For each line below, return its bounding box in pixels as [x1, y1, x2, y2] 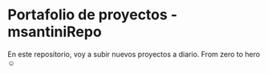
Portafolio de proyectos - [7, 6, 178, 24]
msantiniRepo [7, 23, 102, 41]
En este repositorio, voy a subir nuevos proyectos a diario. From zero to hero [7, 49, 261, 59]
